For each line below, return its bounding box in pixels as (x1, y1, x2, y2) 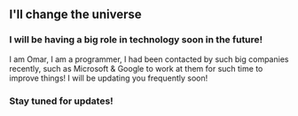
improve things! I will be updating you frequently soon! (9, 73, 208, 83)
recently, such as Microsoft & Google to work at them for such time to (9, 63, 263, 73)
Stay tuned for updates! (9, 95, 114, 107)
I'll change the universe (9, 7, 142, 22)
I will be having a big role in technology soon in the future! (9, 34, 263, 46)
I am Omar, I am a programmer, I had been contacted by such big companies (9, 53, 289, 65)
